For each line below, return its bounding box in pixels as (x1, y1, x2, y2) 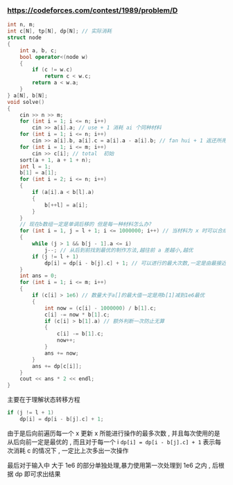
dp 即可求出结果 (15, 470, 61, 478)
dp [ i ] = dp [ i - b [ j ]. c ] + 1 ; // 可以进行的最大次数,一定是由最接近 (44, 259, 227, 267)
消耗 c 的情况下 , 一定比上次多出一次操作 (12, 446, 129, 455)
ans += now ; (44, 349, 79, 357)
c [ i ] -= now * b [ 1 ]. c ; (44, 311, 110, 318)
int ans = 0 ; (19, 272, 58, 279)
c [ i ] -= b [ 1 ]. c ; (56, 330, 104, 337)
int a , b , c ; (19, 47, 58, 54)
